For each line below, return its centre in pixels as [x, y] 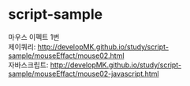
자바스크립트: [28, 65]
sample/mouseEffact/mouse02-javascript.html [84, 73]
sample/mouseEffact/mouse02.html [66, 56]
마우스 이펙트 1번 [34, 37]
